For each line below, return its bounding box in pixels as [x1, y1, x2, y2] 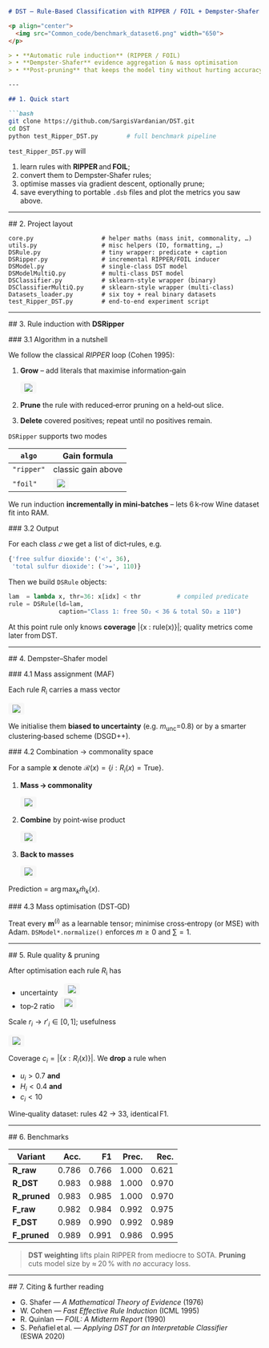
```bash [8, 109, 34, 118]
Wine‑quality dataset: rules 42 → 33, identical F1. [8, 1109, 170, 1119]
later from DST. [8, 630, 58, 640]
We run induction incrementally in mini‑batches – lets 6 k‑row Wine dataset [8, 499, 259, 509]
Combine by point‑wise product [19, 815, 126, 825]
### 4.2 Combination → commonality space [8, 747, 154, 757]
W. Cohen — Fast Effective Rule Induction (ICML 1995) [19, 1306, 200, 1316]
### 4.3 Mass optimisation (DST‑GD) [8, 902, 130, 911]
